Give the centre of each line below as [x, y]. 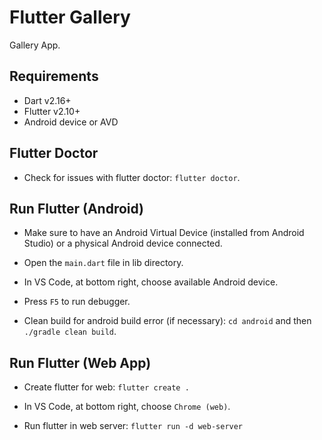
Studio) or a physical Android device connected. [123, 243]
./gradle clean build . [70, 332]
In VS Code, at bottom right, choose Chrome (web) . [127, 407]
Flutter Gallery [70, 17]
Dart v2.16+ [47, 100]
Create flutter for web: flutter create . [106, 387]
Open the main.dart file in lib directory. [103, 263]
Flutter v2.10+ [52, 111]
